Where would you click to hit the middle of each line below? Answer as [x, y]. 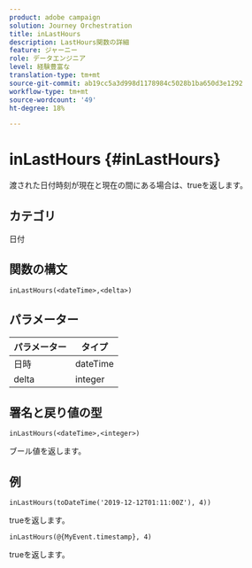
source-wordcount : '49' [53, 100]
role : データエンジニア [48, 58]
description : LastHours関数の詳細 [69, 42]
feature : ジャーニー [43, 51]
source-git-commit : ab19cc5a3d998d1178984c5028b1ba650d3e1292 [126, 83]
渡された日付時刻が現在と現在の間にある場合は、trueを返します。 [128, 185]
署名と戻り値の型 [56, 413]
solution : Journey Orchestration [71, 26]
